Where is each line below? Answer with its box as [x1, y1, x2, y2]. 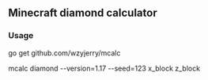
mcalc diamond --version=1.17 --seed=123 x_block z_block [8, 63, 200, 73]
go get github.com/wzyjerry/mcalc [8, 48, 121, 58]
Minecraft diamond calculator [8, 6, 157, 20]
